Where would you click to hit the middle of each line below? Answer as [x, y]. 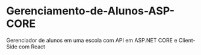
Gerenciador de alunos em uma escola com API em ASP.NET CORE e [92, 40]
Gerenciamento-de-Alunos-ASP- [91, 11]
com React [32, 47]
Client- [187, 40]
